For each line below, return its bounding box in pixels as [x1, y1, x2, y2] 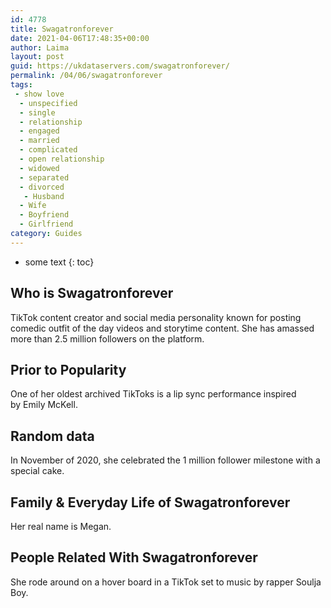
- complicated [19, 145, 78, 155]
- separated [19, 172, 70, 183]
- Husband [23, 191, 65, 201]
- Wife [19, 201, 47, 211]
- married [19, 136, 60, 146]
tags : [10, 80, 33, 90]
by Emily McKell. [10, 399, 78, 411]
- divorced [19, 182, 65, 192]
